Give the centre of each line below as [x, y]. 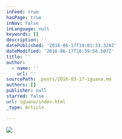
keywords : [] [23, 34]
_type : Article [25, 107]
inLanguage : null [28, 29]
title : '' [19, 57]
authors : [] [21, 85]
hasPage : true [24, 18]
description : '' [26, 40]
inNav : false [23, 23]
